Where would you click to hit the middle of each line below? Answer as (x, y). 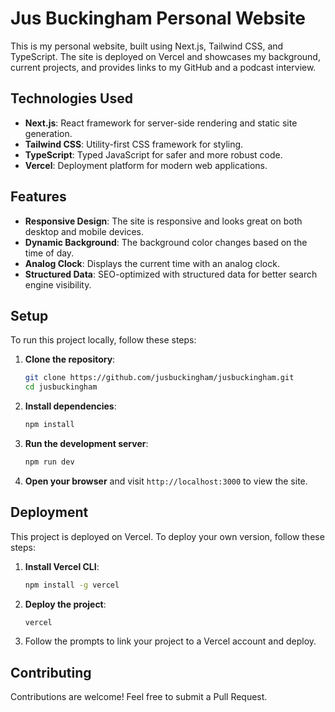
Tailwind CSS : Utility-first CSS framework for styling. (134, 144)
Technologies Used (71, 98)
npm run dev (49, 462)
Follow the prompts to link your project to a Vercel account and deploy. (170, 641)
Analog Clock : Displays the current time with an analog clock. (152, 263)
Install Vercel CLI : (62, 566)
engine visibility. (58, 284)
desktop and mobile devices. (84, 231)
